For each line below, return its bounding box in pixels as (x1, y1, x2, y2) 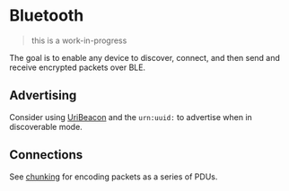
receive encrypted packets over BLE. (9, 62, 146, 73)
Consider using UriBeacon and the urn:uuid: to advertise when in (9, 111, 253, 122)
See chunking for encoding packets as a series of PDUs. (9, 171, 218, 182)
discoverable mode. (9, 121, 83, 132)
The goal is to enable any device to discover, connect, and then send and (9, 52, 281, 63)
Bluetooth (9, 5, 84, 26)
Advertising (9, 88, 77, 103)
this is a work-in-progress (31, 35, 127, 46)
